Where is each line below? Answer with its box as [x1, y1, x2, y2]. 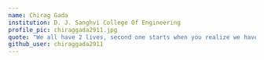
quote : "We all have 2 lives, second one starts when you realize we [8, 33, 241, 41]
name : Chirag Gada [8, 11, 68, 19]
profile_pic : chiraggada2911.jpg [8, 26, 118, 34]
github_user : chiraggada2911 [8, 41, 104, 48]
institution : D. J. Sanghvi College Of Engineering [8, 19, 181, 26]
